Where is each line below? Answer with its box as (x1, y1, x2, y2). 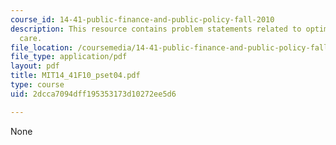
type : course (10, 80, 65, 90)
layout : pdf (10, 61, 60, 71)
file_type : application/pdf (10, 52, 128, 62)
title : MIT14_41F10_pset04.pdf (10, 71, 141, 81)
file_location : (10, 42, 74, 53)
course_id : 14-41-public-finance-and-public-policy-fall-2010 (10, 14, 275, 25)
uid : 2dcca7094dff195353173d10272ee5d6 (10, 89, 177, 99)
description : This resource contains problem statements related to (10, 24, 302, 34)
